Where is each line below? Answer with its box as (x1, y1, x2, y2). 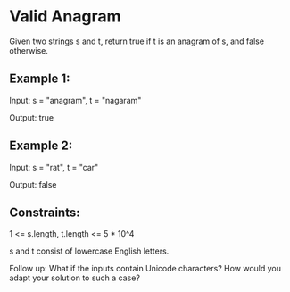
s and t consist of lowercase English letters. (9, 246, 170, 256)
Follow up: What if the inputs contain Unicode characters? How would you (9, 263, 281, 274)
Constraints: (9, 204, 80, 220)
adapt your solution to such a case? (9, 272, 141, 283)
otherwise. (9, 45, 49, 55)
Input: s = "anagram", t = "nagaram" (9, 95, 142, 105)
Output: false (9, 179, 57, 189)
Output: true (9, 112, 54, 122)
